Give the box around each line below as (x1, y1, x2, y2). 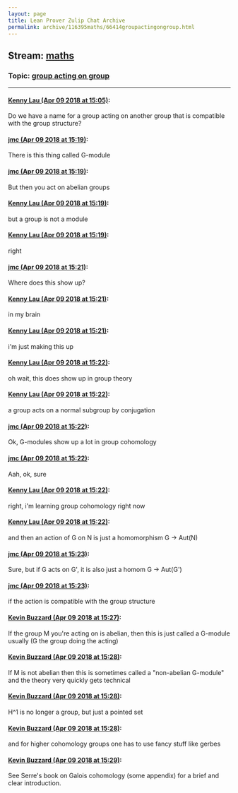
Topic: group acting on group (8, 71, 110, 81)
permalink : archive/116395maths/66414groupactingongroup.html (8, 23, 195, 30)
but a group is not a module (8, 215, 88, 223)
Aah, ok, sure (8, 470, 47, 478)
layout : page (8, 10, 47, 18)
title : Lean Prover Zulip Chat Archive (8, 17, 126, 24)
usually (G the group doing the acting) (8, 636, 119, 645)
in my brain (8, 310, 41, 318)
